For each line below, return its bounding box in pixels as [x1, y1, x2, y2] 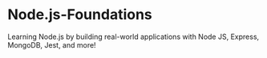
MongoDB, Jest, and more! [7, 40, 97, 49]
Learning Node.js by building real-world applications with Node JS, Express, [7, 32, 260, 41]
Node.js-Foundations [7, 6, 153, 24]
